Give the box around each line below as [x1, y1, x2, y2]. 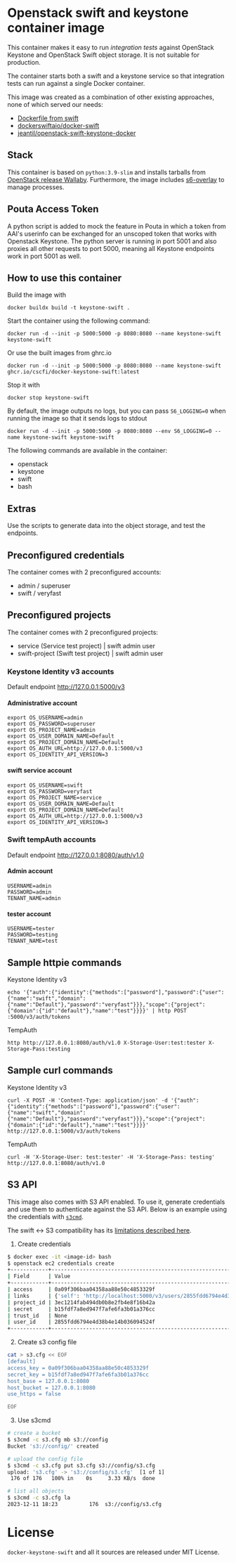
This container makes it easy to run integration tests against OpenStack [7, 43, 214, 51]
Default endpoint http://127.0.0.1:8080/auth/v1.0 [7, 851, 145, 859]
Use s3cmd [17, 1416, 51, 1424]
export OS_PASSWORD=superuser [7, 721, 96, 728]
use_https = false [7, 1391, 61, 1398]
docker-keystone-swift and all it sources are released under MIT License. [7, 1548, 220, 1556]
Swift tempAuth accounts [7, 835, 96, 844]
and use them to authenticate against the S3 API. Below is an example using [7, 1204, 227, 1214]
